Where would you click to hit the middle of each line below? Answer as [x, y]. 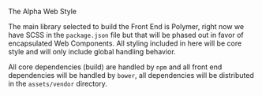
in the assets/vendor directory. [58, 83]
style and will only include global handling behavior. [92, 52]
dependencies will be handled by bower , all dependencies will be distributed [131, 75]
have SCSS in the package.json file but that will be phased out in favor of [126, 35]
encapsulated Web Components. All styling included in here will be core [125, 43]
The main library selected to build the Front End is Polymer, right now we [126, 26]
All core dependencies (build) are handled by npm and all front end [115, 67]
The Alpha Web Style [43, 11]
